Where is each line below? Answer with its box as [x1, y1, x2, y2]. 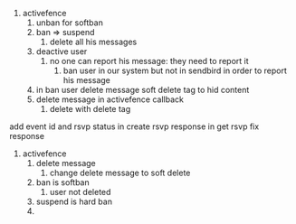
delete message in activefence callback [35, 94, 184, 105]
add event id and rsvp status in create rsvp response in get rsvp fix [9, 121, 260, 132]
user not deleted [49, 187, 111, 197]
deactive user [35, 46, 88, 57]
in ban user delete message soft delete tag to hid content [35, 85, 250, 95]
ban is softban [35, 177, 90, 188]
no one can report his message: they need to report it [49, 56, 249, 66]
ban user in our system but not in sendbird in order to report [62, 65, 287, 76]
